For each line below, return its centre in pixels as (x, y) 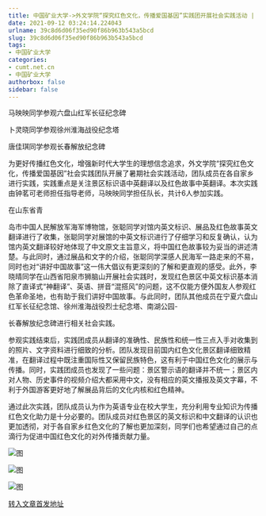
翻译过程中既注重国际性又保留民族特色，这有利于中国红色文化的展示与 (143, 360)
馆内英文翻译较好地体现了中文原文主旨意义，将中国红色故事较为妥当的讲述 (129, 247)
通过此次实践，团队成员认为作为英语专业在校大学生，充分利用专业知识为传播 (133, 406)
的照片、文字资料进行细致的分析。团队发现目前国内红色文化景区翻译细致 (126, 350)
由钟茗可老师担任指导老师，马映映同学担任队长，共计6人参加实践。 (118, 193)
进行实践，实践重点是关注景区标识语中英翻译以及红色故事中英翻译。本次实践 (133, 183)
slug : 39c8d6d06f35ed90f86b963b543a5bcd (76, 38)
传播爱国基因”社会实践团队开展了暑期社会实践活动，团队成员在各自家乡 (138, 173)
